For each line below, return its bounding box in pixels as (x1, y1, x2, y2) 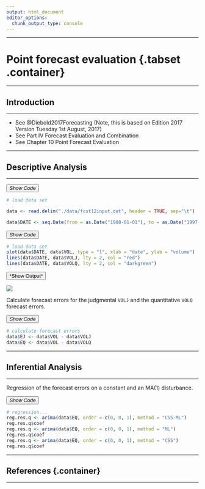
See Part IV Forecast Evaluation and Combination (15, 132, 139, 139)
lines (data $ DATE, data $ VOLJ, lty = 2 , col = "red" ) (6, 255, 140, 261)
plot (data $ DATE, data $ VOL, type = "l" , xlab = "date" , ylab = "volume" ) (6, 249, 195, 255)
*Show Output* (9, 273, 43, 280)
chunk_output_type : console (12, 20, 84, 26)
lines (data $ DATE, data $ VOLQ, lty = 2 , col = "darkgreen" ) (6, 261, 157, 267)
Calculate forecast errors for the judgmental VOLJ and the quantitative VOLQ (6, 297, 193, 304)
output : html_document (6, 9, 64, 15)
